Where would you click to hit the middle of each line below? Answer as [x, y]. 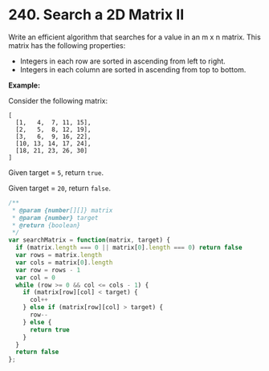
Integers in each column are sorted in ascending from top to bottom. [133, 69]
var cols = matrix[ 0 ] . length [64, 263]
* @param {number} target [55, 218]
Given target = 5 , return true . [56, 172]
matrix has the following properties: [67, 45]
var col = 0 [36, 277]
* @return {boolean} [46, 225]
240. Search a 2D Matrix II [96, 15]
